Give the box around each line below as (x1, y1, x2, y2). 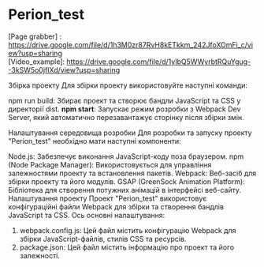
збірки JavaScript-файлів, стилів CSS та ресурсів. (19, 234, 187, 243)
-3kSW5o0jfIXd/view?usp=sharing (8, 65, 121, 74)
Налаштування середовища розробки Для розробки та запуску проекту (8, 128, 252, 137)
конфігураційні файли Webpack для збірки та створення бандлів (8, 201, 225, 211)
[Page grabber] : (8, 32, 61, 41)
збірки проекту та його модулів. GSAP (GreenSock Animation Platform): (8, 176, 246, 186)
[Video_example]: (8, 57, 65, 66)
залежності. (19, 250, 61, 260)
